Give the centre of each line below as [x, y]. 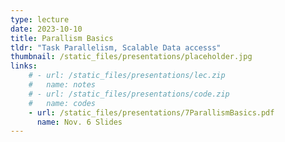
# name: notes [62, 85]
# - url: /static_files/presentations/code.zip [129, 94]
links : [24, 66]
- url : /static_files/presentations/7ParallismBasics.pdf [151, 112]
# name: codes [62, 103]
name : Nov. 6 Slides [79, 122]
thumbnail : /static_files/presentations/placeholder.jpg [131, 57]
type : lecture [40, 19]
